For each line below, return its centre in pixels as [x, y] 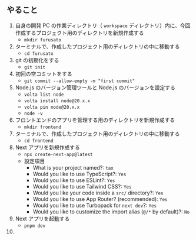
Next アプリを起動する [42, 218]
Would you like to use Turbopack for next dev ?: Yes [95, 205]
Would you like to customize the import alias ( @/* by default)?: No [111, 212]
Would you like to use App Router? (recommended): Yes [100, 199]
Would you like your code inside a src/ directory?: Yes [98, 193]
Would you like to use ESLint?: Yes [74, 180]
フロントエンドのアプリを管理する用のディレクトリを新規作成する [95, 120]
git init [35, 67]
